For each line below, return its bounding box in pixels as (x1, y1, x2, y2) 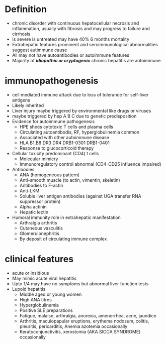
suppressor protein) (19, 198, 61, 204)
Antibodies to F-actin (19, 182, 63, 188)
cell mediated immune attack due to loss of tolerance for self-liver (12, 91, 149, 97)
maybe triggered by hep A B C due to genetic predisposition (12, 113, 137, 119)
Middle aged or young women (19, 291, 82, 297)
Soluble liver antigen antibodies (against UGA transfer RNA (19, 193, 141, 199)
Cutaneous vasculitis (19, 225, 63, 231)
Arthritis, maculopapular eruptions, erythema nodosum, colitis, (19, 318, 149, 324)
